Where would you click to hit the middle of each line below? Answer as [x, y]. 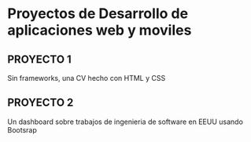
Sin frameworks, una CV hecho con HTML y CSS [87, 78]
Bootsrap [22, 129]
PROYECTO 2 [41, 103]
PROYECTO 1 [39, 59]
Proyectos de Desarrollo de [98, 14]
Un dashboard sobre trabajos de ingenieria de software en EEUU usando [125, 122]
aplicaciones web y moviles [100, 30]
